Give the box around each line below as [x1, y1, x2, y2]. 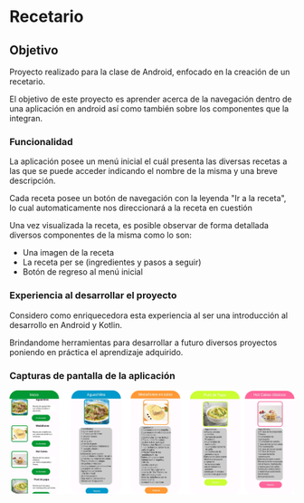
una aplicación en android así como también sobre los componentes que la [9, 103, 290, 114]
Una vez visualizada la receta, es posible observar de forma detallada [9, 220, 270, 231]
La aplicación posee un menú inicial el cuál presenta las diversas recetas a [9, 156, 288, 167]
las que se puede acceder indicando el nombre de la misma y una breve [9, 166, 278, 177]
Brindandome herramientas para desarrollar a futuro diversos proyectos [9, 337, 278, 348]
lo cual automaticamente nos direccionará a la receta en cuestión [9, 202, 253, 214]
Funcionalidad [9, 135, 74, 148]
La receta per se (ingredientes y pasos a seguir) [22, 256, 202, 268]
